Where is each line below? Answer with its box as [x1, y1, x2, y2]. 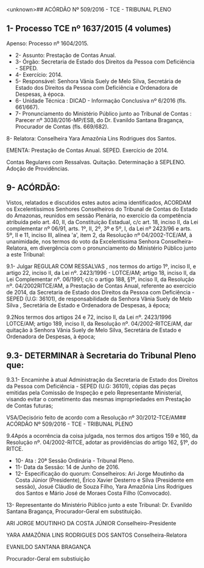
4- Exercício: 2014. [15, 71, 63, 78]
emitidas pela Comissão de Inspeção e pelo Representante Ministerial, [6, 389, 183, 396]
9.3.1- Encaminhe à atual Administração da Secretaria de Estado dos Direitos [6, 376, 199, 384]
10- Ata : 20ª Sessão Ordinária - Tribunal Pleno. [15, 457, 135, 464]
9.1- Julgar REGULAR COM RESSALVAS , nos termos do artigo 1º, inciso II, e [6, 263, 197, 270]
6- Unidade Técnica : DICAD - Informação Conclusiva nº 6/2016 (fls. [15, 96, 187, 104]
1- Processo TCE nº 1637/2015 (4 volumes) [6, 23, 172, 34]
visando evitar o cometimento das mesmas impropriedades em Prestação [6, 396, 191, 403]
